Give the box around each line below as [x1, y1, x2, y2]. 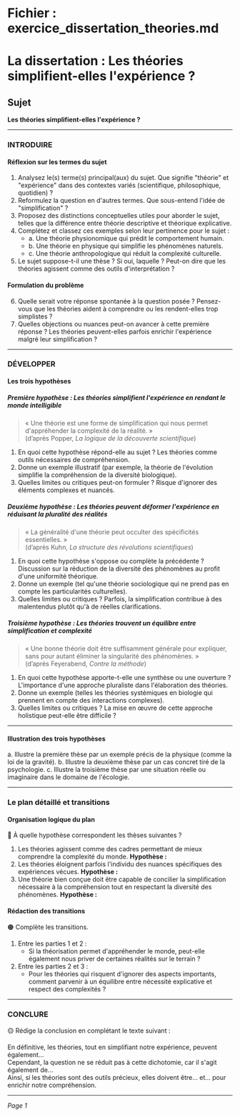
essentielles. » [24, 535, 68, 544]
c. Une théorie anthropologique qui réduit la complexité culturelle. [28, 249, 222, 258]
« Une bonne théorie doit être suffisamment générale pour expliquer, [24, 644, 227, 653]
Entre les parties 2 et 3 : [17, 962, 89, 971]
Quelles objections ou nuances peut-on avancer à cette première [17, 319, 209, 328]
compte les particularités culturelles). [17, 587, 128, 596]
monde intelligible [7, 401, 62, 409]
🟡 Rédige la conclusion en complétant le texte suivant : [7, 1026, 171, 1035]
